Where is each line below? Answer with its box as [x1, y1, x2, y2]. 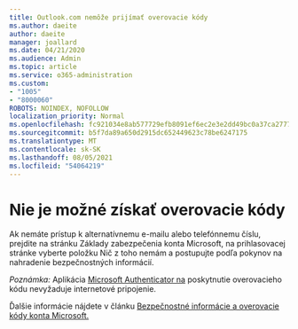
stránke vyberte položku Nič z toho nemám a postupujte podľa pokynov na [9, 247, 283, 258]
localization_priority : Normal [9, 112, 125, 121]
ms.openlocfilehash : [9, 121, 86, 129]
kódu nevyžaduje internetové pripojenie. [9, 284, 157, 294]
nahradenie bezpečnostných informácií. [9, 257, 154, 268]
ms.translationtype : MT [9, 137, 98, 145]
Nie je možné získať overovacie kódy [9, 200, 286, 220]
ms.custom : [9, 79, 50, 88]
